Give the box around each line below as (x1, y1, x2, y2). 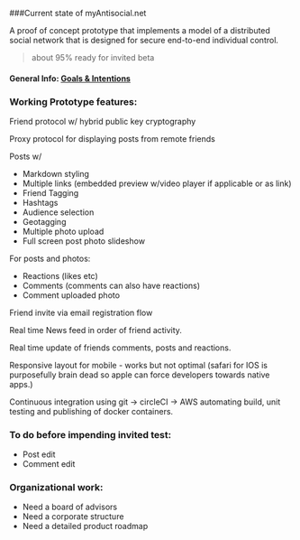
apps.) (9, 378, 33, 389)
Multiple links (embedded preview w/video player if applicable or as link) (22, 178, 292, 189)
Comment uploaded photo (22, 289, 120, 301)
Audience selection (22, 207, 95, 218)
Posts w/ (9, 151, 42, 162)
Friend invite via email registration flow (9, 307, 153, 318)
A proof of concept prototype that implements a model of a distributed (9, 25, 270, 35)
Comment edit (22, 459, 76, 470)
